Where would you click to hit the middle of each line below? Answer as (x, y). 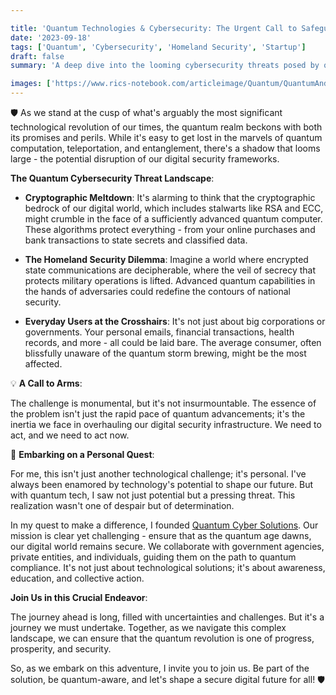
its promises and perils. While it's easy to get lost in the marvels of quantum (166, 137)
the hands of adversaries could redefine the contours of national (157, 291)
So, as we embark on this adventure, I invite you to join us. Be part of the (160, 668)
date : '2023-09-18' (51, 37)
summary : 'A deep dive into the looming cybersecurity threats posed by (165, 66)
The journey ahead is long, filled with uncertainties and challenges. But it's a (167, 617)
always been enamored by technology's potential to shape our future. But (162, 484)
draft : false (37, 56)
